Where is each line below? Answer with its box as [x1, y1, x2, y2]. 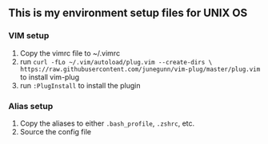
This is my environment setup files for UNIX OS [8, 6, 248, 20]
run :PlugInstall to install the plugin [19, 80, 141, 90]
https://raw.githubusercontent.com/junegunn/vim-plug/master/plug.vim [19, 65, 261, 73]
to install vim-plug [19, 72, 80, 82]
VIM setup [8, 30, 50, 41]
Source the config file [19, 126, 92, 136]
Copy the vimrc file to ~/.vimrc [19, 48, 121, 58]
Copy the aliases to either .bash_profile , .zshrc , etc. [19, 119, 195, 128]
